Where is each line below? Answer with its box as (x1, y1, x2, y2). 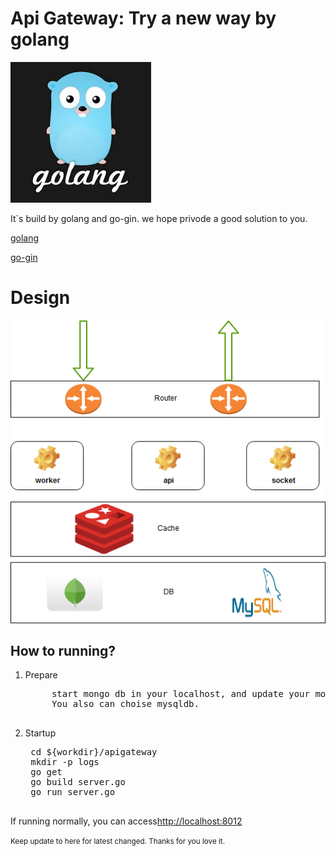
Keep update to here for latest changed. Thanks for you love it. (10, 837, 225, 847)
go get (30, 767, 63, 778)
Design (10, 287, 71, 309)
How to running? (10, 642, 116, 659)
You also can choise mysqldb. (51, 698, 200, 710)
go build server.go (30, 777, 126, 788)
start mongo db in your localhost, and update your (51, 688, 310, 700)
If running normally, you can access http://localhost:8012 (10, 815, 243, 827)
